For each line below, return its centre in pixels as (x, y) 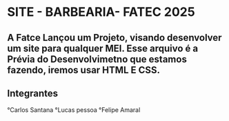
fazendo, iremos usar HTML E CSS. (84, 70)
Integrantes (33, 93)
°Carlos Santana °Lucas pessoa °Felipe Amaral (74, 110)
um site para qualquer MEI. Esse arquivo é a (103, 48)
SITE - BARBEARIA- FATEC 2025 (101, 12)
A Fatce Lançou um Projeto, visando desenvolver (114, 38)
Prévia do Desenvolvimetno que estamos (97, 59)
